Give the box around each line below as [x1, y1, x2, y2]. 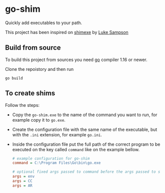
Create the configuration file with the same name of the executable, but [12, 127, 158, 132]
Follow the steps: [5, 102, 40, 108]
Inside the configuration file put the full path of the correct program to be [12, 141, 161, 147]
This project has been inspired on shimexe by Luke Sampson [5, 29, 129, 35]
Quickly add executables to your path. [5, 20, 82, 26]
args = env [12, 174, 35, 179]
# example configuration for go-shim [12, 156, 90, 161]
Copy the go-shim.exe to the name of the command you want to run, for [12, 112, 158, 118]
